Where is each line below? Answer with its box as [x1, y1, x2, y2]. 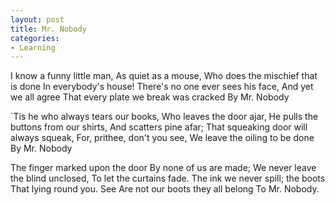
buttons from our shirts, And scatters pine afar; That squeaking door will [10, 121, 308, 133]
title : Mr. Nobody [10, 24, 87, 34]
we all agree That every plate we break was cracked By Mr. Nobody [10, 91, 290, 103]
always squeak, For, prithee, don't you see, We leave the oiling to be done [10, 132, 315, 144]
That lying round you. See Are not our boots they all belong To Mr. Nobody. [10, 183, 320, 195]
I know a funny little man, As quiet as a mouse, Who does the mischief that [10, 70, 318, 82]
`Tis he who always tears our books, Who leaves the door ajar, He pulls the [10, 111, 319, 123]
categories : [10, 33, 60, 43]
